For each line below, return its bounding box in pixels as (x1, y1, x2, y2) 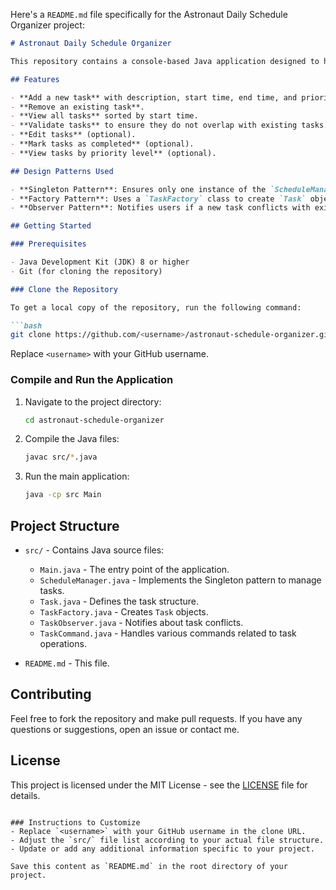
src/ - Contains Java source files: (24, 544, 165, 556)
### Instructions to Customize (10, 817, 141, 828)
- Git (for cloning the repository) (10, 266, 163, 276)
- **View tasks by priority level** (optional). (10, 148, 217, 158)
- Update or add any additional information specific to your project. (10, 844, 315, 854)
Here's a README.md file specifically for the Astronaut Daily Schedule (10, 9, 288, 20)
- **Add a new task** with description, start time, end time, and (10, 92, 298, 103)
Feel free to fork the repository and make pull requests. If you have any (10, 712, 303, 724)
